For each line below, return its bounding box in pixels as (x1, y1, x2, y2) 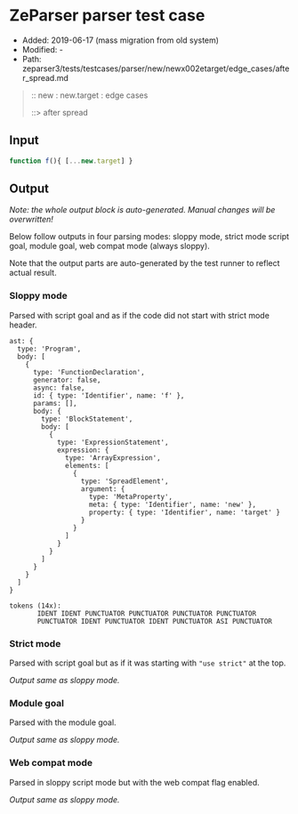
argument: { (80, 484, 125, 494)
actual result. (9, 268, 57, 278)
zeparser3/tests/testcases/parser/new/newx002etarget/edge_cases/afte (21, 63, 290, 74)
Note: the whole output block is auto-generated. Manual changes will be (9, 205, 276, 215)
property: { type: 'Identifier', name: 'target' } (88, 508, 280, 517)
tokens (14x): (9, 601, 62, 610)
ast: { (9, 336, 34, 345)
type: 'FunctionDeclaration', (32, 367, 145, 376)
